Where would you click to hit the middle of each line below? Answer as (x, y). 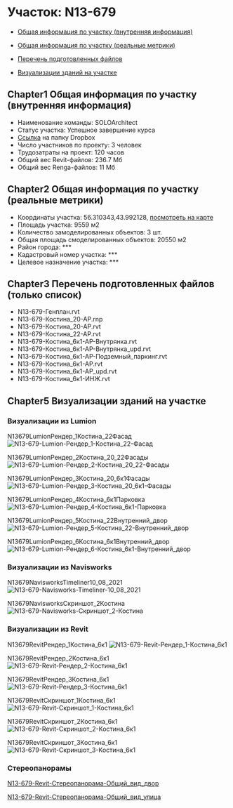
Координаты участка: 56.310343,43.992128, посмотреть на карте (115, 217)
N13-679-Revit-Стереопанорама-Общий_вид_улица (84, 797)
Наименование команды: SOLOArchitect (78, 122)
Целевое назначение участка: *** (68, 262)
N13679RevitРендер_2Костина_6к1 (58, 658)
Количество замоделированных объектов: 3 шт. (90, 232)
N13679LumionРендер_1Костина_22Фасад (69, 437)
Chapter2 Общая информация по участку (103, 189)
